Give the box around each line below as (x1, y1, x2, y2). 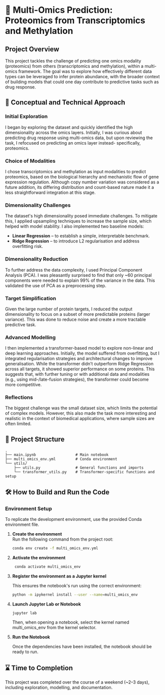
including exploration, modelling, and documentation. (5, 685, 113, 691)
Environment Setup (5, 505, 53, 512)
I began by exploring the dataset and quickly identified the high (5, 124, 133, 130)
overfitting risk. (12, 243, 43, 249)
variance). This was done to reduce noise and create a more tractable (5, 316, 146, 322)
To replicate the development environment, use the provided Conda (5, 516, 142, 522)
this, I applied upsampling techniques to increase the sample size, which (5, 218, 152, 224)
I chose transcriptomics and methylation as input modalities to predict (5, 168, 146, 174)
